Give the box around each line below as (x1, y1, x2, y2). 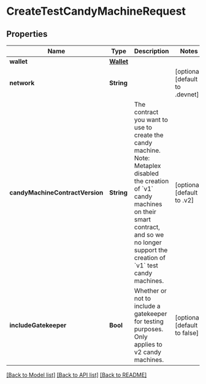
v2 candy (134, 348, 161, 356)
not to (134, 294, 151, 302)
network (9, 79, 35, 87)
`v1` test (134, 261, 158, 269)
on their (134, 207, 156, 216)
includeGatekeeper (9, 321, 67, 329)
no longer (134, 238, 162, 247)
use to (134, 123, 152, 131)
